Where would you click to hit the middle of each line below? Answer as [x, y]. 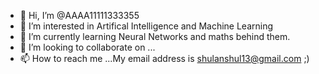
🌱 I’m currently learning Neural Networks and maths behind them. [155, 36]
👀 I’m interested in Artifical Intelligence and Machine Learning [146, 26]
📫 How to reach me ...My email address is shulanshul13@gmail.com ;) [164, 58]
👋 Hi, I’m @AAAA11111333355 [79, 15]
